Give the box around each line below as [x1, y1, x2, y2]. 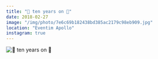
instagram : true [6, 30, 46, 36]
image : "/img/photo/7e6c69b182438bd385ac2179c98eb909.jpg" [6, 19, 153, 25]
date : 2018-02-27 [6, 14, 49, 20]
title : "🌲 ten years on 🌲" [6, 8, 72, 15]
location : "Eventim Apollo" [6, 25, 75, 31]
